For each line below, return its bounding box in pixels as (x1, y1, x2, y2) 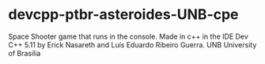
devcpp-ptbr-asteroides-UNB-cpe (8, 6, 239, 24)
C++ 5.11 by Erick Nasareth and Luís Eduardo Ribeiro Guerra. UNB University (8, 40, 257, 49)
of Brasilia (8, 48, 41, 58)
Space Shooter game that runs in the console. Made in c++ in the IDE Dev (8, 32, 249, 41)
